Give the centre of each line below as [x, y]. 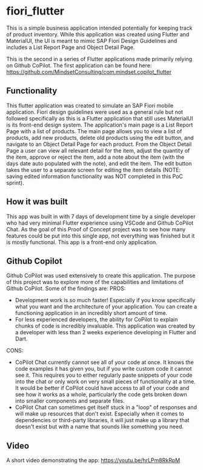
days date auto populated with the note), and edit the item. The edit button [99, 163]
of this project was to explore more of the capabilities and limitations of [95, 282]
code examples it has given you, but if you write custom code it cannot [103, 369]
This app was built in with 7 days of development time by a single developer [101, 216]
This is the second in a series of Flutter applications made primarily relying [99, 59]
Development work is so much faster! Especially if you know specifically [105, 300]
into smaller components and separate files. [70, 401]
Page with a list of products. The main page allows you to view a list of [94, 131]
